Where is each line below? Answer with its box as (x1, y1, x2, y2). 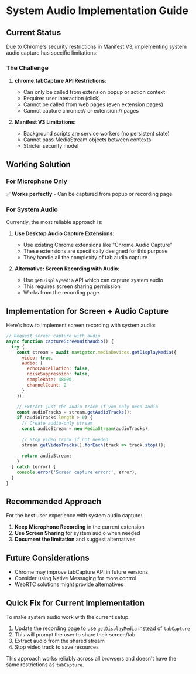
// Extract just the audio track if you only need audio (16, 404, 159, 410)
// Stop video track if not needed (21, 436, 109, 442)
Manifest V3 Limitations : (14, 118, 76, 126)
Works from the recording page (23, 289, 99, 296)
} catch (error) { (11, 464, 57, 470)
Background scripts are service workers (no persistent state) (23, 130, 170, 137)
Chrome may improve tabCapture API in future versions (14, 568, 148, 575)
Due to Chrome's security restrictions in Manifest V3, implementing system (6, 43, 187, 50)
